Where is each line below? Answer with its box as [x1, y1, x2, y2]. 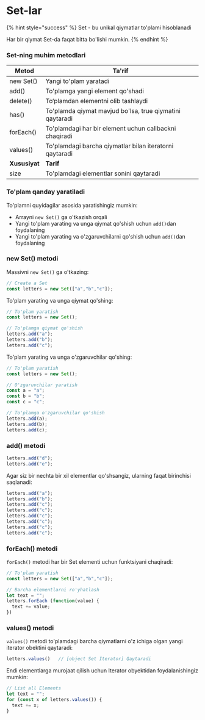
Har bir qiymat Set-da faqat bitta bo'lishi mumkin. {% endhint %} [6, 35, 168, 43]
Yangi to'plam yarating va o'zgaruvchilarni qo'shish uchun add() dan [15, 232, 186, 240]
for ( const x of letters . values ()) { [6, 696, 103, 702]
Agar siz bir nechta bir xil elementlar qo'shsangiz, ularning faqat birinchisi [6, 472, 191, 479]
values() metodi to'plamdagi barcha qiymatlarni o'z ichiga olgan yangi [6, 638, 183, 645]
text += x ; [12, 702, 40, 708]
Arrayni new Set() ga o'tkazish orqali [15, 213, 107, 220]
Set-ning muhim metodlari [6, 51, 86, 59]
